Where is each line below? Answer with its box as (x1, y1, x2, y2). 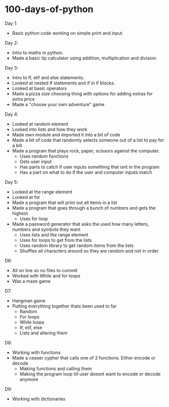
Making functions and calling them (19, 365, 92, 372)
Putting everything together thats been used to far (12, 303, 117, 309)
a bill (12, 142, 22, 148)
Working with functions (12, 349, 61, 355)
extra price (12, 96, 35, 102)
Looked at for (12, 194, 40, 200)
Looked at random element (12, 121, 69, 127)
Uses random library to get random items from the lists (19, 242, 134, 248)
